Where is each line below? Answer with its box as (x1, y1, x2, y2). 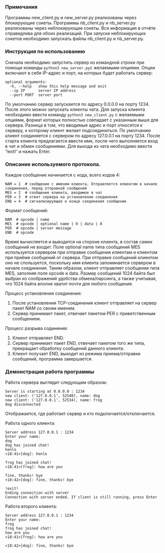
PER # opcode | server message (5, 226, 71, 230)
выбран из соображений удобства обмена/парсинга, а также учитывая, (5, 276, 157, 281)
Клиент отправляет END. (12, 335, 65, 341)
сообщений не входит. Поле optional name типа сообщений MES (5, 244, 140, 250)
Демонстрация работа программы (5, 368, 95, 375)
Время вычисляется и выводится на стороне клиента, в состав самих (5, 238, 153, 244)
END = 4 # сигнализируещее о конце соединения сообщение (5, 199, 127, 204)
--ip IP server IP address (9, 88, 76, 93)
